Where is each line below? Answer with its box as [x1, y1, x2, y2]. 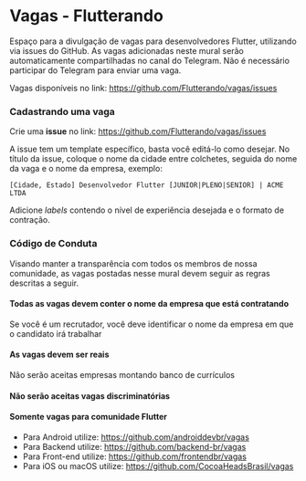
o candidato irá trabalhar [9, 328, 102, 339]
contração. [9, 214, 50, 225]
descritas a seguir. [9, 277, 79, 288]
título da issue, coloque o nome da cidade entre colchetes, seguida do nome [9, 153, 298, 164]
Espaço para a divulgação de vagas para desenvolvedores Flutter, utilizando [9, 36, 297, 47]
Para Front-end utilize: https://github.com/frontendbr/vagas [22, 451, 247, 462]
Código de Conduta [9, 237, 98, 250]
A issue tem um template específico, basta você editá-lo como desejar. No [9, 143, 290, 155]
